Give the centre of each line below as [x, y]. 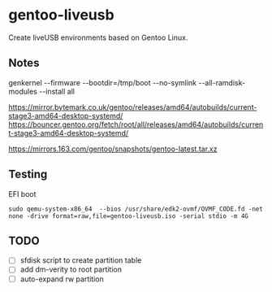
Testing [28, 174]
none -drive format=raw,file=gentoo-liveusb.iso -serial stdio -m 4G [129, 216]
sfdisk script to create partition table [81, 260]
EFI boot [22, 194]
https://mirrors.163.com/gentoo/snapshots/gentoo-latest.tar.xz [113, 149]
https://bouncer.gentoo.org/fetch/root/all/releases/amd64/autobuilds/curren [136, 124]
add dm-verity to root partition [71, 269]
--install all [57, 91]
